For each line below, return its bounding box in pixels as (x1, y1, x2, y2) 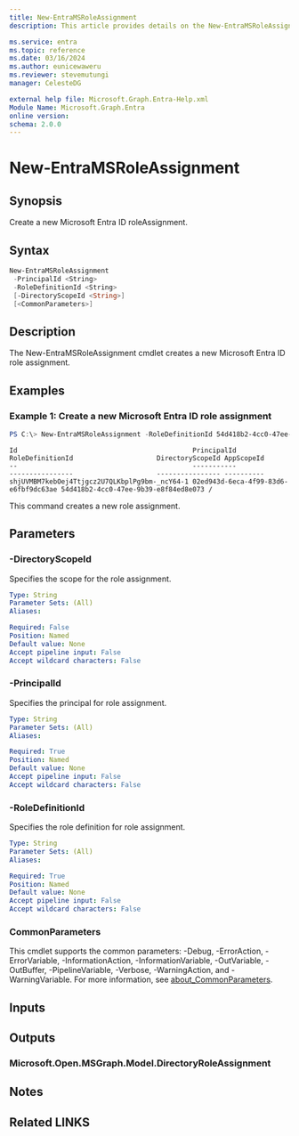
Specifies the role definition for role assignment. (9, 822, 186, 832)
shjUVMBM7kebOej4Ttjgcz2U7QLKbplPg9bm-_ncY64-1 (9, 477, 190, 486)
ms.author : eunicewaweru (9, 62, 101, 71)
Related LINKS (9, 1115, 91, 1130)
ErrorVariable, (9, 955, 61, 966)
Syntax (9, 242, 50, 258)
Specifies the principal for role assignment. (9, 697, 167, 708)
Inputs (9, 1000, 46, 1015)
